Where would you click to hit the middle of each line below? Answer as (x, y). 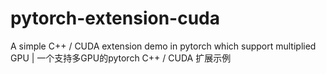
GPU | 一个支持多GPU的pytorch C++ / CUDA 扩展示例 (121, 58)
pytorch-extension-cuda (115, 18)
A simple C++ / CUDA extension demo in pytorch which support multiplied (163, 46)
